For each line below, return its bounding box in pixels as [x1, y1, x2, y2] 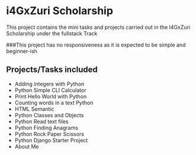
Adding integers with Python [14, 80, 85, 87]
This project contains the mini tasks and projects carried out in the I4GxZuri [6, 24, 191, 31]
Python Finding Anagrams [14, 124, 79, 131]
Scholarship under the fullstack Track [6, 29, 98, 37]
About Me [14, 143, 40, 150]
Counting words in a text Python [14, 99, 94, 106]
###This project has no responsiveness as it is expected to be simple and [6, 41, 186, 48]
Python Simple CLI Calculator [14, 87, 86, 94]
